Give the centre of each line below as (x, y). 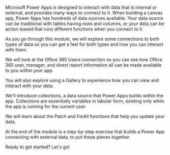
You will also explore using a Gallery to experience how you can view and (82, 80)
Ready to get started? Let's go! (38, 147)
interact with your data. (30, 86)
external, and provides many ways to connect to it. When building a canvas (84, 13)
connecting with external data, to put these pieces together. (68, 137)
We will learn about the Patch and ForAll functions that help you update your (85, 116)
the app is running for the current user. (46, 106)
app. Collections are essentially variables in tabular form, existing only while (85, 101)
